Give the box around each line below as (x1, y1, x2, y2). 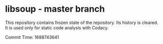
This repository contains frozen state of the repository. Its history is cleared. (5, 20, 158, 25)
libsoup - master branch (5, 3, 105, 15)
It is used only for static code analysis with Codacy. (5, 24, 109, 30)
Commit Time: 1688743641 (5, 34, 59, 40)
